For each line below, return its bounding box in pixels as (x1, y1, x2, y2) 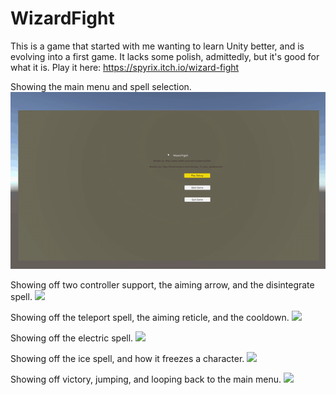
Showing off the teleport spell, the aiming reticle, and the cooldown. (10, 312, 290, 324)
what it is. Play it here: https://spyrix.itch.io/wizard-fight (10, 61, 240, 73)
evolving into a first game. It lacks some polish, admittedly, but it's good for (10, 50, 320, 62)
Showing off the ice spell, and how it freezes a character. (10, 353, 245, 365)
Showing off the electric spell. (10, 332, 134, 344)
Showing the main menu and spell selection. (10, 80, 192, 92)
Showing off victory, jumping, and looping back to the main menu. (10, 373, 282, 386)
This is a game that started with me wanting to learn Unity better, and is (10, 40, 305, 52)
